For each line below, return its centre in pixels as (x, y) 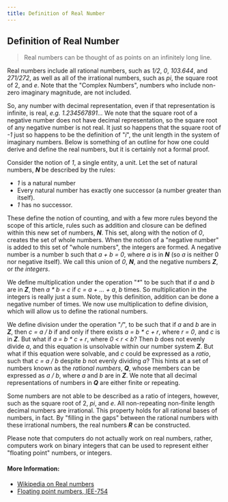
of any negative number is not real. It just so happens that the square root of (114, 128)
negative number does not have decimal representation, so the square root (112, 120)
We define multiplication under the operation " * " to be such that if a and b (111, 282)
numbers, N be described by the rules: (61, 170)
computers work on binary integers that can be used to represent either (108, 446)
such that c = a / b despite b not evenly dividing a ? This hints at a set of (108, 361)
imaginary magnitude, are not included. (76, 92)
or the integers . (29, 269)
